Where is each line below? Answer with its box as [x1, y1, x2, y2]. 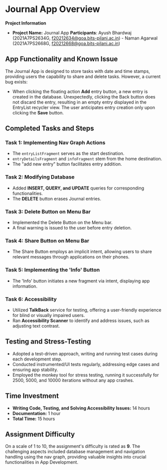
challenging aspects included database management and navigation [5, 448, 146, 454]
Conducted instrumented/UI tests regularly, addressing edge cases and [12, 361, 160, 367]
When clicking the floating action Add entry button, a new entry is [12, 88, 148, 94]
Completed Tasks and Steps [5, 124, 94, 133]
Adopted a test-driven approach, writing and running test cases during [12, 350, 158, 356]
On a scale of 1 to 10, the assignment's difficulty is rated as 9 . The [5, 443, 141, 449]
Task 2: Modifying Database [5, 173, 75, 180]
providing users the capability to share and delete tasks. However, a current [5, 73, 161, 79]
